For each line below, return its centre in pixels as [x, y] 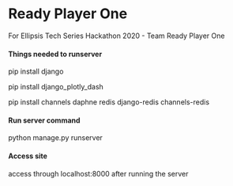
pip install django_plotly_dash [56, 87]
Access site [28, 156]
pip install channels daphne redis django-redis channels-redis [109, 102]
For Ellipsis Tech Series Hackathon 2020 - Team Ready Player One [116, 36]
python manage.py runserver [55, 138]
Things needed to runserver [55, 54]
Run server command [44, 120]
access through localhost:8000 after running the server [98, 173]
